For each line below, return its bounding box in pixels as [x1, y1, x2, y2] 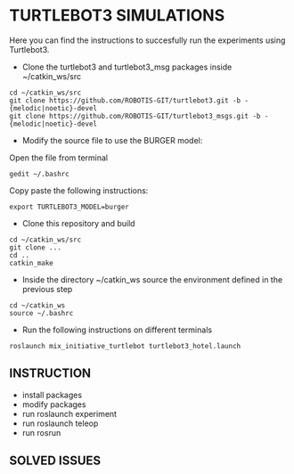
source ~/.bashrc [9, 308, 74, 317]
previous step [21, 283, 73, 294]
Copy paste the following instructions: [9, 184, 149, 196]
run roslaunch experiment [21, 408, 118, 419]
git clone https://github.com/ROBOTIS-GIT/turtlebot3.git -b [9, 95, 241, 105]
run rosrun [21, 427, 61, 437]
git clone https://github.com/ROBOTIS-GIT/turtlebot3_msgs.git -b [9, 111, 261, 120]
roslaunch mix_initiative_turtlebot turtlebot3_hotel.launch [9, 341, 241, 350]
